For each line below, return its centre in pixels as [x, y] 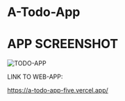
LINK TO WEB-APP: [35, 77]
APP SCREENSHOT [63, 44]
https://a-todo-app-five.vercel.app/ [58, 91]
